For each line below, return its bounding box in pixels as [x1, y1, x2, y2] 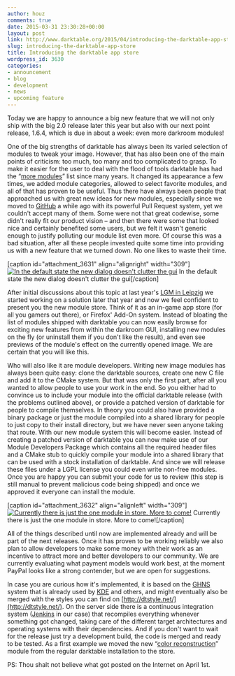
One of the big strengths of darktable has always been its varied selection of [7, 143, 228, 150]
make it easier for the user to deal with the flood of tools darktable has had [7, 165, 222, 173]
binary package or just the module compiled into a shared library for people [7, 413, 225, 422]
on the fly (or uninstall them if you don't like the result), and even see [7, 333, 206, 341]
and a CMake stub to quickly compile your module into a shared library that [7, 450, 224, 459]
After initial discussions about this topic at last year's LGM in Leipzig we [7, 288, 214, 296]
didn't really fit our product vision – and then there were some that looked [7, 217, 219, 224]
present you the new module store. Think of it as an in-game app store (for [7, 303, 222, 311]
